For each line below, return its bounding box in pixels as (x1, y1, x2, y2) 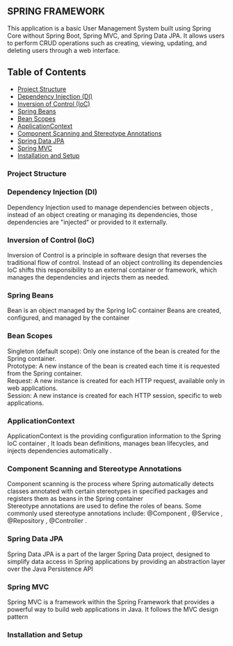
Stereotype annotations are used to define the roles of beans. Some (7, 502, 202, 510)
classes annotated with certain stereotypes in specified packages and (7, 487, 208, 496)
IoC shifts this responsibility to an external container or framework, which (7, 266, 218, 274)
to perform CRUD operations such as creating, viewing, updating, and (7, 38, 207, 47)
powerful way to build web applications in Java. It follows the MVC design (7, 605, 219, 613)
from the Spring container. (7, 369, 83, 378)
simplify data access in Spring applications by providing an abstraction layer (7, 557, 226, 565)
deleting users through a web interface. (7, 46, 120, 54)
